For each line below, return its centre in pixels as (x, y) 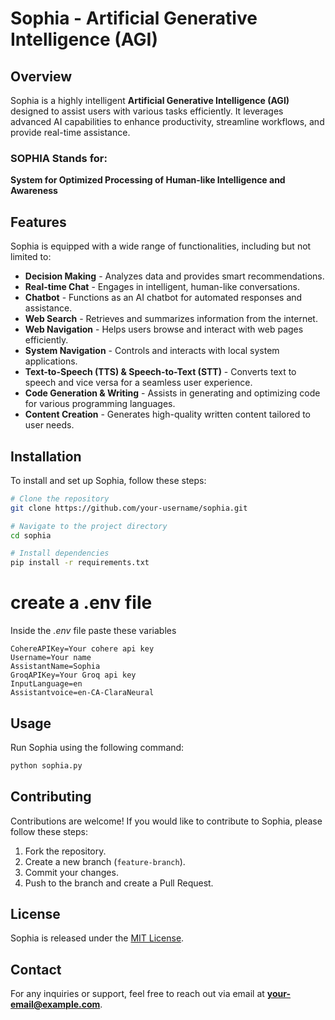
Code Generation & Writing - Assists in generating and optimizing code (172, 393)
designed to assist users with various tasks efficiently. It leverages (147, 111)
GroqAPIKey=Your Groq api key (73, 675)
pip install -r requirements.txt (80, 563)
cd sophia (31, 535)
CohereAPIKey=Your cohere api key (82, 649)
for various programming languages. (100, 404)
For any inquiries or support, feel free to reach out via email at (137, 994)
